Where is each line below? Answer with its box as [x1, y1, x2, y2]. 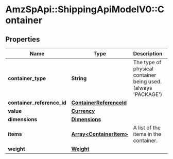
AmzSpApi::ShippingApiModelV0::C [5, 4, 165, 15]
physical [133, 65, 153, 72]
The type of [133, 59, 162, 66]
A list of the [133, 124, 161, 131]
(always [133, 85, 152, 91]
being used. [133, 78, 162, 85]
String [71, 75, 87, 82]
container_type [8, 75, 46, 82]
